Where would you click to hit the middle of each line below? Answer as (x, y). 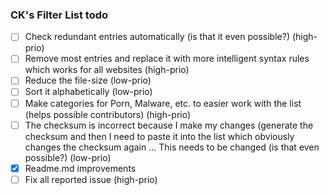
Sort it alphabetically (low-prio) (88, 92)
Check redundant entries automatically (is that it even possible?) (157, 37)
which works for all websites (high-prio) (107, 70)
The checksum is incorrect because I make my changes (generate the (169, 125)
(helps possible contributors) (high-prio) (108, 114)
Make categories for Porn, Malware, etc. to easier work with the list (163, 103)
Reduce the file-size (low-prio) (88, 80)
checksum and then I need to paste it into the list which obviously (159, 136)
